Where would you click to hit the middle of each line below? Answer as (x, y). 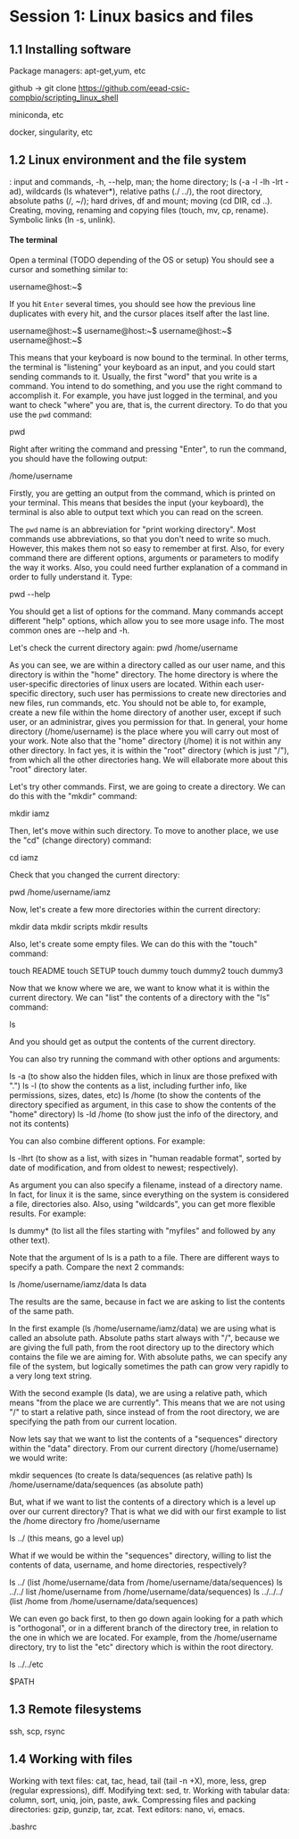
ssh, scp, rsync (37, 1731)
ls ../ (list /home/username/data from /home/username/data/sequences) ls (146, 1583)
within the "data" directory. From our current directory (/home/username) (144, 1449)
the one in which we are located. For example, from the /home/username (143, 1638)
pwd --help (30, 595)
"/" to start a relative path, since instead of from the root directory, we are (145, 1412)
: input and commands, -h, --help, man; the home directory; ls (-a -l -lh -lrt (146, 181)
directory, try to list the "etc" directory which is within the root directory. (141, 1647)
